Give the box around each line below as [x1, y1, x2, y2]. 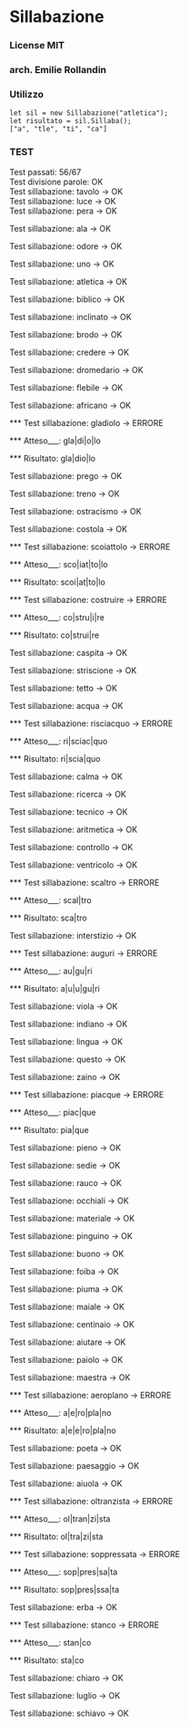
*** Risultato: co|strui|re [9, 629, 100, 640]
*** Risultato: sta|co [9, 1654, 85, 1666]
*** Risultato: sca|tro [9, 912, 88, 923]
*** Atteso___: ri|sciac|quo [9, 735, 108, 746]
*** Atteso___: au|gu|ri [9, 965, 93, 976]
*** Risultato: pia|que [9, 1124, 89, 1135]
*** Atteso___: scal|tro [9, 894, 93, 905]
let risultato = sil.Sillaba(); [9, 117, 132, 126]
